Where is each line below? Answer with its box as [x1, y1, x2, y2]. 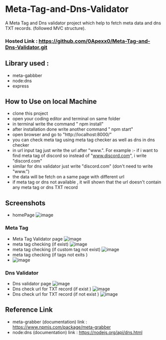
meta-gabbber [12, 72, 42, 78]
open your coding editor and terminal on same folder [12, 116, 121, 122]
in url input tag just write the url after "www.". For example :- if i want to [12, 148, 158, 154]
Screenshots [5, 199, 46, 207]
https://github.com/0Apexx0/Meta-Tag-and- [38, 37, 151, 44]
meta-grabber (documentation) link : [12, 319, 87, 325]
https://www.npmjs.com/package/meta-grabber [12, 324, 111, 330]
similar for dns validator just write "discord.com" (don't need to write [12, 163, 153, 170]
